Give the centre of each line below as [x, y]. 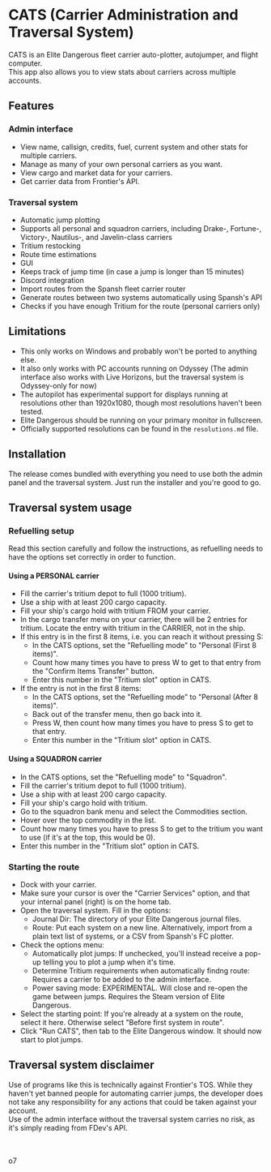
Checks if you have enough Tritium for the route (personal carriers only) [140, 306]
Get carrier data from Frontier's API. [80, 181]
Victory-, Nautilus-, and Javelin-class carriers [96, 237]
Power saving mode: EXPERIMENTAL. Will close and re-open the [140, 988]
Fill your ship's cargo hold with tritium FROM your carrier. [115, 611]
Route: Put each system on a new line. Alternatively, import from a [142, 927]
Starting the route [44, 867]
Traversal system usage [70, 507]
